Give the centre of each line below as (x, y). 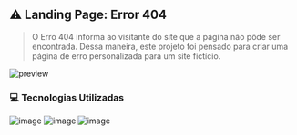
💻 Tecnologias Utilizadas (67, 97)
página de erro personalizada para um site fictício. (126, 56)
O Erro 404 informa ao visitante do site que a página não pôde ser (156, 36)
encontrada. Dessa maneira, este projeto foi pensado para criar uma (160, 46)
